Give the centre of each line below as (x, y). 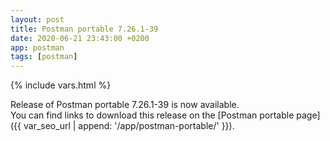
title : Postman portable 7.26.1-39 (84, 29)
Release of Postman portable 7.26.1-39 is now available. (125, 105)
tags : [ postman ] (44, 57)
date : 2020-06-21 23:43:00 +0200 (80, 38)
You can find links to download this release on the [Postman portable (152, 115)
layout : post (37, 19)
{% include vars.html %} (61, 85)
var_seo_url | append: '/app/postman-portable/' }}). (129, 126)
